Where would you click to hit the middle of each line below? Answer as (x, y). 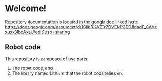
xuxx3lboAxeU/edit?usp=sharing (37, 32)
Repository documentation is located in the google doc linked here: (72, 22)
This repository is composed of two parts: (47, 59)
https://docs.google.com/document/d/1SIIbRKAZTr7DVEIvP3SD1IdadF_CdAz (81, 27)
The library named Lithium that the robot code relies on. (67, 73)
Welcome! (26, 8)
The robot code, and (32, 68)
